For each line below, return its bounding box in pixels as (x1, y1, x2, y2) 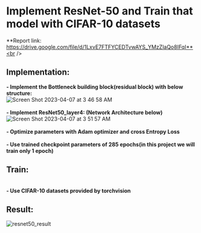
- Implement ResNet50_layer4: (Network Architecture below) (6, 108, 163, 116)
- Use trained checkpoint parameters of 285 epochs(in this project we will (6, 140, 195, 148)
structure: (6, 89, 32, 97)
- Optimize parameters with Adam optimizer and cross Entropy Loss (6, 128, 180, 135)
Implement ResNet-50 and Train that (6, 4, 193, 18)
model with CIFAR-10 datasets (6, 17, 161, 31)
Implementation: (6, 67, 70, 78)
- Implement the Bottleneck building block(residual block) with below (6, 83, 183, 90)
